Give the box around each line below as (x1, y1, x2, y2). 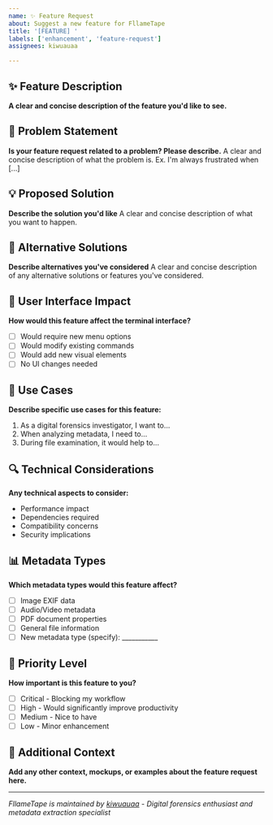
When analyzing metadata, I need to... (19, 429, 148, 439)
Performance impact (19, 504, 89, 514)
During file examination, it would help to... (19, 438, 160, 448)
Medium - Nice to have (19, 712, 97, 722)
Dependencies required (19, 513, 100, 523)
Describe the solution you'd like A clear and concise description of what (8, 208, 253, 218)
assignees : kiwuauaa (8, 42, 79, 50)
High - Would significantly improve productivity (19, 703, 179, 713)
